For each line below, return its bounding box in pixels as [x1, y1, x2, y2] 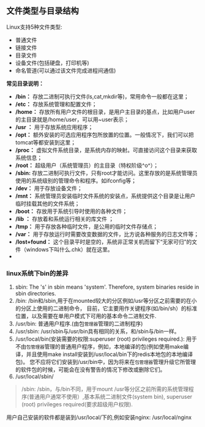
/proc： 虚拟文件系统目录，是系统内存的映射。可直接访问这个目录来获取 [15, 146, 198, 154]
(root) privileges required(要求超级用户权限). [21, 401, 133, 408]
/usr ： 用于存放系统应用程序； [15, 123, 94, 130]
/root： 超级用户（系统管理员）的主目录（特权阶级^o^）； [15, 162, 159, 169]
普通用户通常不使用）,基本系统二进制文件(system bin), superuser [28, 393, 193, 401]
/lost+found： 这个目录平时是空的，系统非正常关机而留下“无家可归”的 [15, 238, 192, 245]
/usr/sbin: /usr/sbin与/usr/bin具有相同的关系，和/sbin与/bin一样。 [15, 328, 180, 335]
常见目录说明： [6, 80, 44, 87]
